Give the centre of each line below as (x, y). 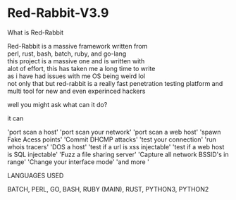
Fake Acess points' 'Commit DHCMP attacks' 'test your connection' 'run (112, 139)
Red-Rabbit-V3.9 (58, 13)
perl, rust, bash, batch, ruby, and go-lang (67, 54)
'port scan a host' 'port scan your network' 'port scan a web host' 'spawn (114, 132)
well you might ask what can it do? (57, 104)
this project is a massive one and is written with (76, 61)
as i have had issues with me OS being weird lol (76, 76)
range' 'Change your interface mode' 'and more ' (78, 162)
